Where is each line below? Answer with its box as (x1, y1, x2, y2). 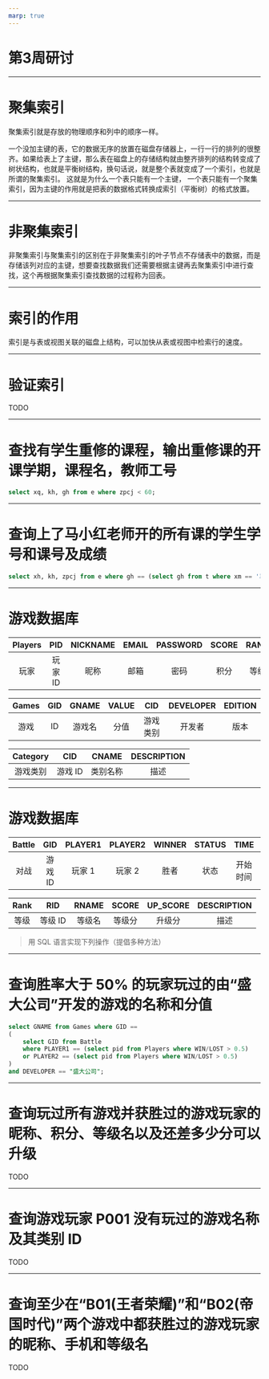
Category (12, 750, 50, 761)
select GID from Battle (22, 1038, 102, 1046)
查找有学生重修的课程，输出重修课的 (8, 441, 247, 459)
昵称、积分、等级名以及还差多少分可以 (8, 1125, 262, 1143)
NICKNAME (70, 639, 116, 651)
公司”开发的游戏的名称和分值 (22, 996, 212, 1014)
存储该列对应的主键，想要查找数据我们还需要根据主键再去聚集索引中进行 (8, 260, 247, 270)
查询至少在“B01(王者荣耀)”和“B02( (8, 1295, 240, 1313)
